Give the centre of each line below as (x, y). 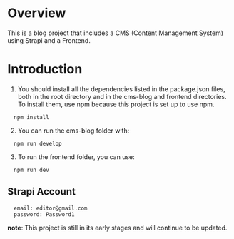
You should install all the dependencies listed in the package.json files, (122, 89)
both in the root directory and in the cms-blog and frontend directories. (122, 96)
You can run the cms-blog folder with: (73, 131)
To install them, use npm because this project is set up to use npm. (116, 104)
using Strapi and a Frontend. (49, 40)
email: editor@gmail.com (51, 208)
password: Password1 (44, 214)
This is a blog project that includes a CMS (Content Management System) (115, 33)
